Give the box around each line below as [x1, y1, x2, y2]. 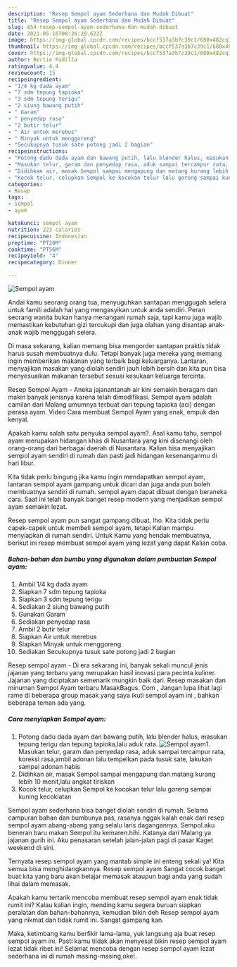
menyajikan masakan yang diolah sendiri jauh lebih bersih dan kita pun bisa [8, 364, 226, 372]
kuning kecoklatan [18, 792, 72, 801]
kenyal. [8, 415, 29, 424]
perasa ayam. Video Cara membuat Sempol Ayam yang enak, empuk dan [8, 408, 220, 416]
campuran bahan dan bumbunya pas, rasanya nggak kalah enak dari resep [8, 813, 224, 822]
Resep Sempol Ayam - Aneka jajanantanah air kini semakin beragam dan [8, 386, 218, 393]
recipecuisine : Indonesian [8, 233, 87, 240]
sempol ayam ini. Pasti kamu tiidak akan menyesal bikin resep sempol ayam [8, 937, 227, 945]
